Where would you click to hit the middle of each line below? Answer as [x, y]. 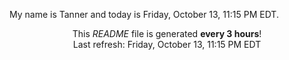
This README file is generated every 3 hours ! [167, 33]
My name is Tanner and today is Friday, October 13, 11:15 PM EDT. [144, 14]
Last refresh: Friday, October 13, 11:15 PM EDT [167, 44]
